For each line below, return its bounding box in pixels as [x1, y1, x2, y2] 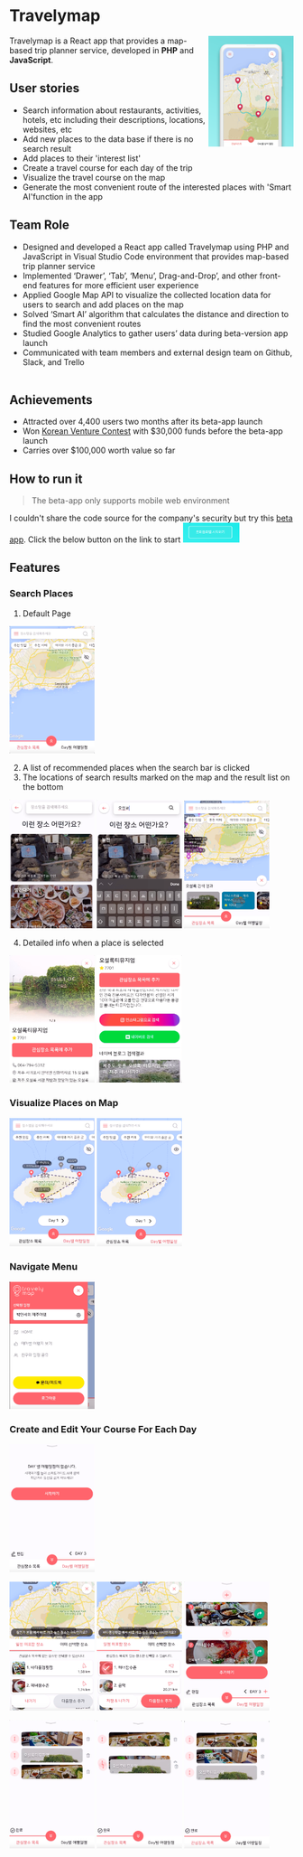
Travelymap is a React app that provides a [9, 35, 165, 46]
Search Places [9, 587, 74, 600]
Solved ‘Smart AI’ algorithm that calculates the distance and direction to [22, 308, 289, 319]
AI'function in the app [22, 191, 104, 202]
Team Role [9, 218, 70, 233]
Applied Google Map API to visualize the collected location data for [22, 289, 271, 300]
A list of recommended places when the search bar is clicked [22, 763, 250, 774]
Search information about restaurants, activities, [22, 105, 202, 116]
